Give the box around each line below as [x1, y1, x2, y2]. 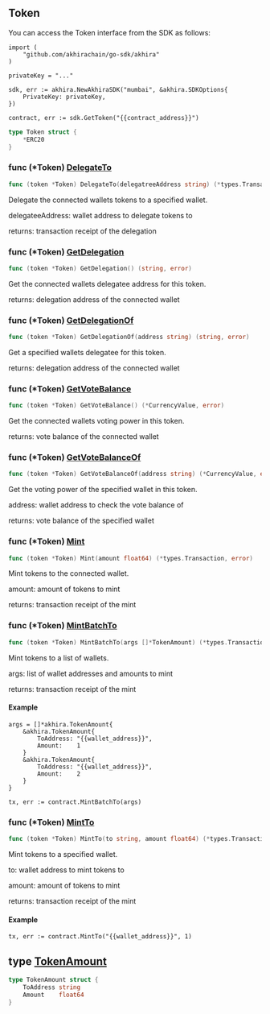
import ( [8, 43, 38, 52]
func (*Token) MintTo [8, 817, 95, 828]
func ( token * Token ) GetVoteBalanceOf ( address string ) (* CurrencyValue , [8, 470, 257, 478]
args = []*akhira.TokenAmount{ [8, 720, 113, 728]
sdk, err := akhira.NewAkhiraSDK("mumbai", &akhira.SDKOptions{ [8, 85, 228, 93]
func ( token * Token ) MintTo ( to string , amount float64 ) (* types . [8, 835, 232, 843]
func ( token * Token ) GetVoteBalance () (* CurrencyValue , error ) [8, 402, 225, 410]
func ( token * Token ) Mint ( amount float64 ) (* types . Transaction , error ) [8, 554, 253, 562]
